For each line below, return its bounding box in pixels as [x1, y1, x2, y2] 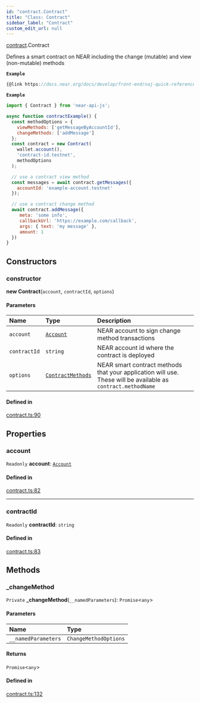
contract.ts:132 [6, 690, 43, 698]
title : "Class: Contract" [6, 14, 70, 20]
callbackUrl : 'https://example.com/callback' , [19, 218, 137, 224]
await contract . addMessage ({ [11, 207, 84, 213]
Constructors [6, 257, 57, 267]
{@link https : [6, 82, 42, 88]
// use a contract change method [11, 201, 95, 207]
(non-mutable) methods [6, 60, 65, 67]
